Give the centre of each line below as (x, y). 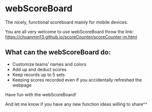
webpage (22, 85)
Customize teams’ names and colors (49, 64)
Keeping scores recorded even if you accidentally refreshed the (77, 80)
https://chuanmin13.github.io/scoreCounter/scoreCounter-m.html (71, 37)
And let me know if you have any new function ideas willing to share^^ (76, 104)
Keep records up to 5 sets (38, 75)
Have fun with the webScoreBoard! (41, 94)
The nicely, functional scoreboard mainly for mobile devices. (67, 22)
